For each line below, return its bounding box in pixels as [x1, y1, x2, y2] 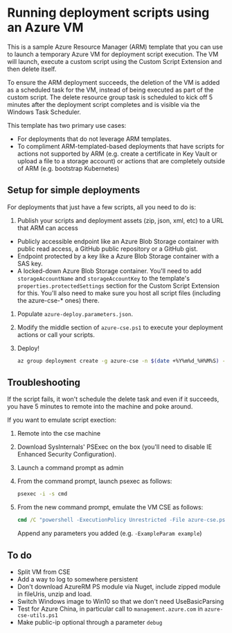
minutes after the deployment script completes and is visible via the [7, 100, 200, 108]
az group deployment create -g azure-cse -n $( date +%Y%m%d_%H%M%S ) [17, 357, 220, 364]
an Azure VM [7, 19, 84, 35]
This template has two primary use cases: [7, 121, 127, 129]
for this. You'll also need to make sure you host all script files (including [17, 288, 221, 297]
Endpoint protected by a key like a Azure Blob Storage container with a [17, 252, 220, 260]
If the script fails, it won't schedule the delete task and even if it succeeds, [7, 395, 220, 404]
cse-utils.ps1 [17, 612, 58, 619]
